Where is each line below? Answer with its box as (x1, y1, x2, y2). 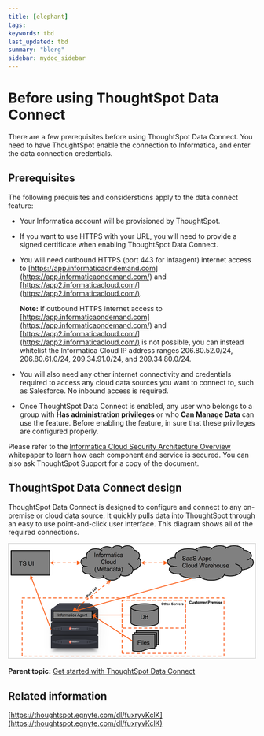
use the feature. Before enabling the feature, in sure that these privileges (19, 418, 255, 427)
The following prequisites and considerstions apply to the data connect (8, 192, 238, 202)
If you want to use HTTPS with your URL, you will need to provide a (19, 231, 237, 240)
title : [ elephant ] (8, 13, 68, 20)
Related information (8, 690, 108, 703)
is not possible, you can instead (141, 337, 244, 347)
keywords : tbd (8, 29, 55, 37)
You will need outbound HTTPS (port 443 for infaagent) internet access (19, 255, 251, 264)
